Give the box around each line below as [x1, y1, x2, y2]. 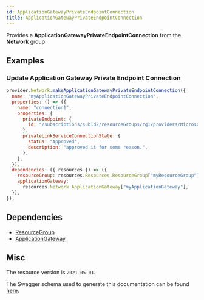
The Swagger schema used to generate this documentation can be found [6, 280, 189, 288]
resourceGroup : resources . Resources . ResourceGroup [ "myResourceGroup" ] [17, 173, 200, 179]
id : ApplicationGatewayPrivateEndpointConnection [6, 9, 135, 15]
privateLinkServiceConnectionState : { [22, 133, 121, 139]
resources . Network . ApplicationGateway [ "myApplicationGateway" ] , [22, 184, 189, 190]
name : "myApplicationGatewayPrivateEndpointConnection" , [12, 93, 159, 99]
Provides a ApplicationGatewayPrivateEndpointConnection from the [6, 31, 182, 38]
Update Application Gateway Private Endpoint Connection [6, 74, 181, 82]
